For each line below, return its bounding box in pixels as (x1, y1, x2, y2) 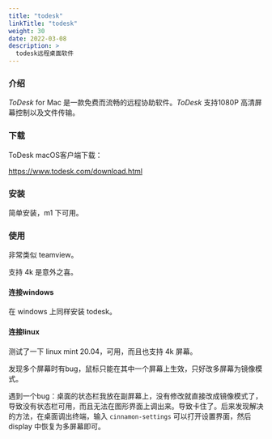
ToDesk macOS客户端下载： (8, 150, 103, 160)
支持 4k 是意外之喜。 (8, 267, 79, 277)
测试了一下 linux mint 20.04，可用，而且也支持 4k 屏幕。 (8, 346, 198, 356)
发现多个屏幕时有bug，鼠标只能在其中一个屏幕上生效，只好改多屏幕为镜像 (8, 364, 256, 373)
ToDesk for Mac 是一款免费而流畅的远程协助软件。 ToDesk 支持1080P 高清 (8, 98, 255, 108)
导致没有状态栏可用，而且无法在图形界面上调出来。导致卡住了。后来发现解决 (8, 401, 264, 411)
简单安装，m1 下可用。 (8, 207, 83, 217)
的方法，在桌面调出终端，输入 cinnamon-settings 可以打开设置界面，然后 (8, 411, 252, 421)
